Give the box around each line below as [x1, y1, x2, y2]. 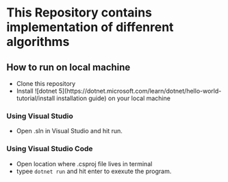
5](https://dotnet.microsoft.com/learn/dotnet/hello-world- [58, 87, 222, 95]
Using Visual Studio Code [6, 144, 93, 154]
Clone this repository [16, 80, 76, 87]
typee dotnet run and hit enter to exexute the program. [16, 167, 172, 175]
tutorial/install [16, 94, 55, 102]
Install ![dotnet [16, 87, 58, 95]
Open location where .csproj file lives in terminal [16, 159, 153, 168]
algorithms [6, 34, 70, 49]
